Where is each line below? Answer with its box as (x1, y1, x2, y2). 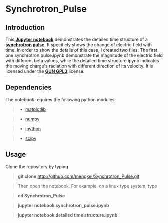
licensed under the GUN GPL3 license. (5, 68, 85, 75)
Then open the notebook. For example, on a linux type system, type (17, 183, 157, 189)
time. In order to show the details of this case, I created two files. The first (5, 47, 158, 53)
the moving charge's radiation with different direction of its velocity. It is (5, 63, 154, 69)
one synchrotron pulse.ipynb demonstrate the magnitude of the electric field (5, 52, 163, 58)
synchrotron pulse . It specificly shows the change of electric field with (5, 42, 152, 48)
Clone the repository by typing (5, 163, 69, 169)
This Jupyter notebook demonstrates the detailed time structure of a (5, 36, 148, 42)
